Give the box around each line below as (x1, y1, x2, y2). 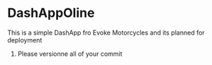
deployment (7, 35, 43, 44)
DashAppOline (7, 5, 95, 21)
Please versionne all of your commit (17, 49, 123, 58)
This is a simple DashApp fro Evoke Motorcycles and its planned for (7, 28, 205, 37)
